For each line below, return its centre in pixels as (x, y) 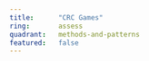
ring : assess (46, 26)
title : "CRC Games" (56, 17)
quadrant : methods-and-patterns (75, 34)
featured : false (44, 43)
